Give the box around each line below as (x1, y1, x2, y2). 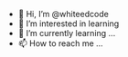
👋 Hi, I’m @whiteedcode (17, 9, 110, 19)
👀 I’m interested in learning (17, 18, 120, 29)
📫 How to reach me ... (17, 38, 103, 49)
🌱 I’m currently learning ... (17, 28, 116, 38)
